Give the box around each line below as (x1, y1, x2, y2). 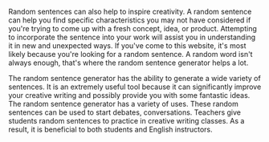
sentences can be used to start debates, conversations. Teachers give (8, 108, 241, 117)
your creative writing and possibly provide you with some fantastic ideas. (8, 91, 251, 99)
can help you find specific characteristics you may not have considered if (8, 15, 251, 25)
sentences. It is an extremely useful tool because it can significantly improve (8, 82, 262, 91)
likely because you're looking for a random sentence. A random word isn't (8, 50, 253, 59)
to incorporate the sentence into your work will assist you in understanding (8, 32, 256, 42)
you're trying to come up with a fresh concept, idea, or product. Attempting (8, 24, 257, 33)
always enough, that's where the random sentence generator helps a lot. (8, 58, 249, 67)
